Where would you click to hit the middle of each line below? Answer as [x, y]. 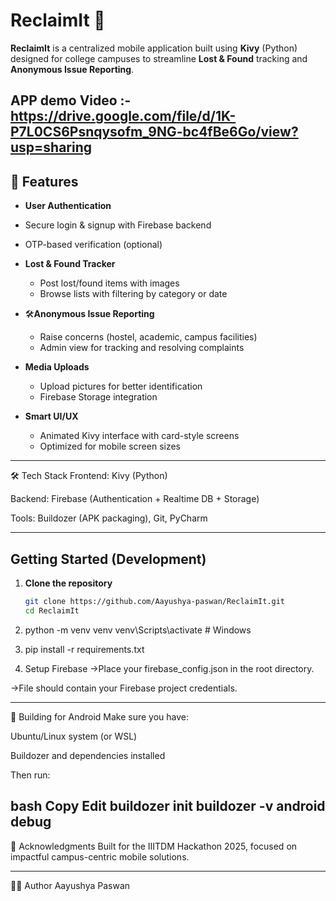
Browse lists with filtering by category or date [133, 294]
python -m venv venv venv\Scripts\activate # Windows [138, 630]
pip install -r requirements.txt [84, 649]
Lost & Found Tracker [70, 264]
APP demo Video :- [71, 100]
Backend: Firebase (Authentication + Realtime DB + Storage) [135, 499]
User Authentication [68, 206]
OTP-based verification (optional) [93, 245]
